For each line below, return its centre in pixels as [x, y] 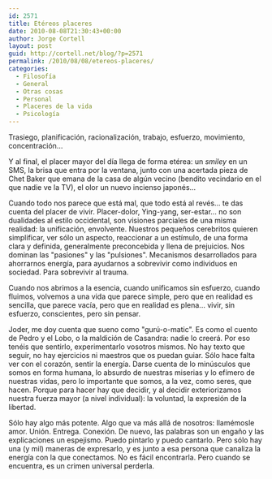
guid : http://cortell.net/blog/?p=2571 [76, 54]
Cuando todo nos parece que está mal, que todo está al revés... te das [126, 203]
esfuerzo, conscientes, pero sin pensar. [74, 314]
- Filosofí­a [36, 76]
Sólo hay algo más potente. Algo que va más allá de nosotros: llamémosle [132, 423]
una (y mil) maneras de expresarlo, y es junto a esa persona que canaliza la [135, 449]
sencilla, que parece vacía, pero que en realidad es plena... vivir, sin [122, 305]
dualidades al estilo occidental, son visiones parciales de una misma [123, 220]
